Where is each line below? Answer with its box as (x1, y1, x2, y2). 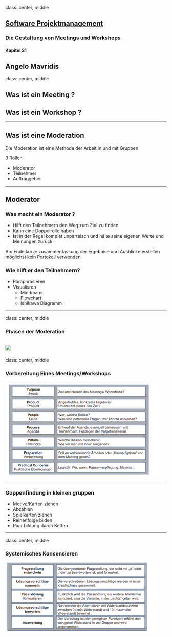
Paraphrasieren (12, 278, 46, 284)
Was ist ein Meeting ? (5, 91, 75, 99)
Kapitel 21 (5, 47, 27, 53)
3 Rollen (5, 155, 23, 161)
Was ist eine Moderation (5, 131, 84, 140)
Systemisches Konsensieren (5, 550, 78, 557)
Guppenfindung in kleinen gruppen (5, 489, 95, 496)
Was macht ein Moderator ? (5, 211, 75, 218)
